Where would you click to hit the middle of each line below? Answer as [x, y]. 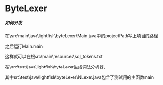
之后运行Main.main [24, 46]
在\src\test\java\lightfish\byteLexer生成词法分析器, [55, 67]
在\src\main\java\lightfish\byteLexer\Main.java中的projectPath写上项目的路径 [81, 36]
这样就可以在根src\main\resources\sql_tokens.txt [54, 57]
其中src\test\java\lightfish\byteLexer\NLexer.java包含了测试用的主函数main [80, 77]
